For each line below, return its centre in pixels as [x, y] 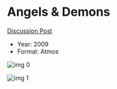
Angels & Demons [59, 12]
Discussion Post [30, 31]
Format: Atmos [38, 51]
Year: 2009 [33, 44]
